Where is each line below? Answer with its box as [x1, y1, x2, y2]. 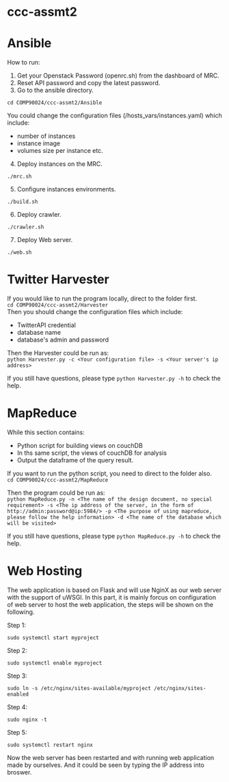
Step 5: [7, 728, 27, 736]
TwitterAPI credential [16, 321, 77, 329]
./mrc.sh [7, 173, 32, 180]
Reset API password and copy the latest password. [16, 79, 161, 87]
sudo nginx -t [7, 716, 48, 723]
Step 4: [7, 702, 28, 711]
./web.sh [7, 249, 32, 256]
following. [7, 608, 35, 616]
